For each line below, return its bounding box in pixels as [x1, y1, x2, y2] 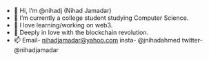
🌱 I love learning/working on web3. [13, 21, 113, 29]
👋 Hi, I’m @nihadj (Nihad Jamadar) [13, 7, 112, 14]
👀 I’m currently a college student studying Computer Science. [13, 14, 189, 22]
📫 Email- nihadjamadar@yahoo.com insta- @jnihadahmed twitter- [13, 36, 203, 44]
